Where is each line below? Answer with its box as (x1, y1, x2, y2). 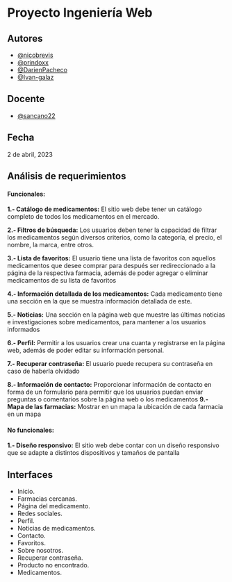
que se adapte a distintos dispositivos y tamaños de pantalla (7, 449, 180, 457)
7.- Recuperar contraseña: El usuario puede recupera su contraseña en (7, 360, 213, 368)
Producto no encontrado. (17, 561, 90, 569)
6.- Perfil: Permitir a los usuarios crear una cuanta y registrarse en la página (7, 339, 226, 347)
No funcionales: (7, 426, 54, 434)
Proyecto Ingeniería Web (7, 5, 153, 21)
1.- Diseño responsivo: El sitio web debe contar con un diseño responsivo (7, 441, 220, 449)
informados (7, 325, 40, 334)
